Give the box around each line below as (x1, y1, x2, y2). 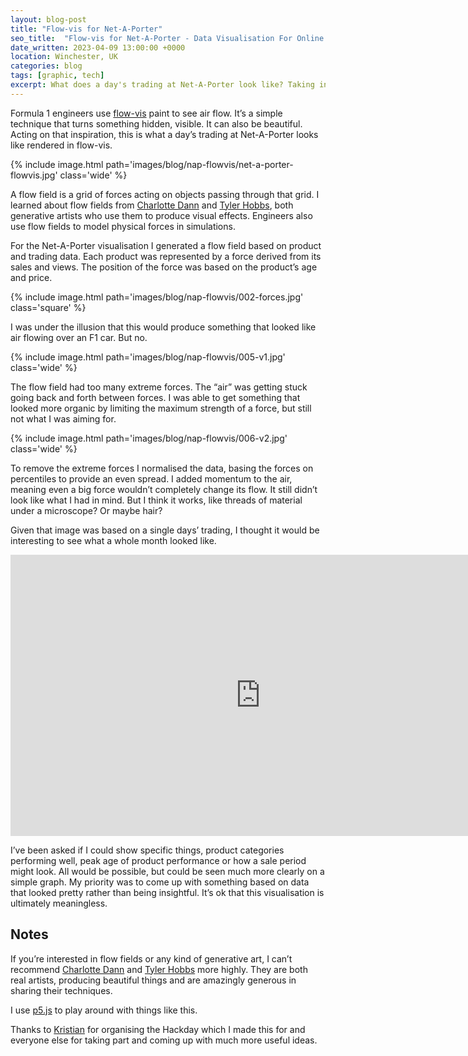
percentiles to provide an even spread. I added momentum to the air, (10, 472, 293, 485)
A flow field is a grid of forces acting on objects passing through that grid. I (10, 188, 320, 200)
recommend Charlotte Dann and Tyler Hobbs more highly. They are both (10, 963, 308, 975)
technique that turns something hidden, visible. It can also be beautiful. (10, 117, 303, 130)
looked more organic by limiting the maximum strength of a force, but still (10, 402, 312, 414)
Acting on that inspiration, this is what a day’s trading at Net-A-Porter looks (10, 128, 319, 140)
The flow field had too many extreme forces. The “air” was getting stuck (10, 381, 308, 393)
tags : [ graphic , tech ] (10, 71, 105, 81)
